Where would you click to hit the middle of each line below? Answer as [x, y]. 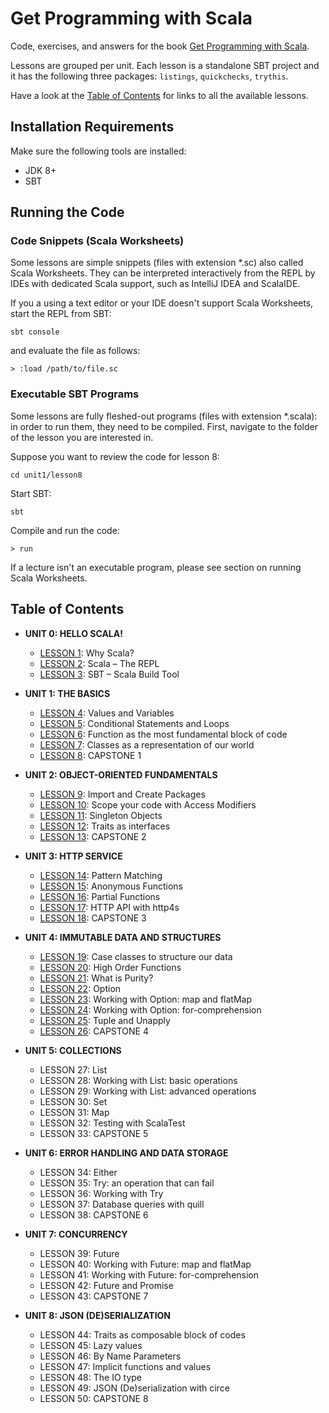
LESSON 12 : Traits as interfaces [105, 826]
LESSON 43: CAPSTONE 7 [94, 1296]
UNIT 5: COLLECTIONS [73, 1050]
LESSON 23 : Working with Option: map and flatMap [145, 999]
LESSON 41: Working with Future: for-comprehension [149, 1274]
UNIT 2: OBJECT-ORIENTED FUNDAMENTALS [121, 774]
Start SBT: [31, 493]
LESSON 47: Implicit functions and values [125, 1366]
